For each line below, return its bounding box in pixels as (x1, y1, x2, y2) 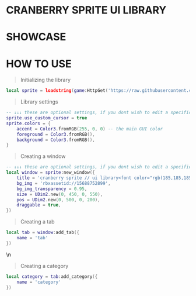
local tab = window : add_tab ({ (6, 229, 80, 236)
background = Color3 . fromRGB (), (16, 137, 95, 143)
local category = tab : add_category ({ (6, 273, 98, 280)
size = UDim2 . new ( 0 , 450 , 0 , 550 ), (16, 191, 103, 197)
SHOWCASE (6, 30, 66, 44)
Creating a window (20, 153, 66, 160)
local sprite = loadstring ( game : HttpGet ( (6, 88, 108, 94)
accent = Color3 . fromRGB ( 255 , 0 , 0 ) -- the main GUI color (16, 126, 163, 132)
